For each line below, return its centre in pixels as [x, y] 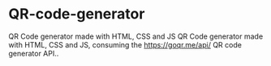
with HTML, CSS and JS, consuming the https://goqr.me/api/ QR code [125, 44]
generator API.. [34, 53]
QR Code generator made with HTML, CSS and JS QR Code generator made [136, 36]
